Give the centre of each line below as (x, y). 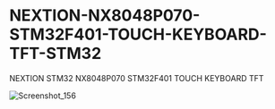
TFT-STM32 (56, 54)
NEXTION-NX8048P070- (105, 16)
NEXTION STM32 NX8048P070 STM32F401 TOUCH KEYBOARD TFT (137, 78)
